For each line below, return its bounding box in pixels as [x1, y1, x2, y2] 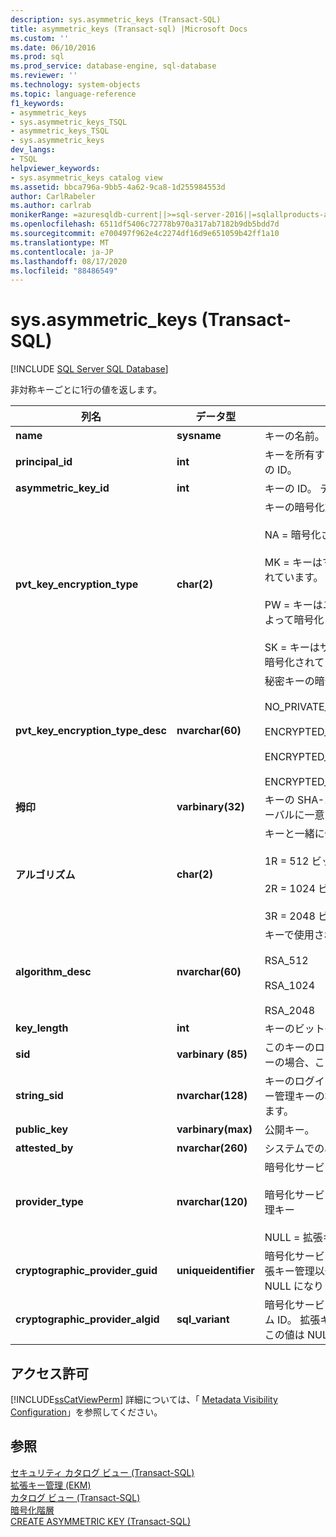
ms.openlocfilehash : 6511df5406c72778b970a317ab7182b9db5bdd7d [10, 219, 280, 230]
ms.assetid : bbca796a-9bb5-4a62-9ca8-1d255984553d [10, 182, 226, 192]
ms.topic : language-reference [10, 89, 137, 99]
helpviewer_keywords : [10, 163, 101, 173]
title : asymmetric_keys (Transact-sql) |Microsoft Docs [10, 24, 248, 34]
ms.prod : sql [10, 52, 65, 62]
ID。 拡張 [277, 1313, 321, 1327]
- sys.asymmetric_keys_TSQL [10, 117, 128, 127]
